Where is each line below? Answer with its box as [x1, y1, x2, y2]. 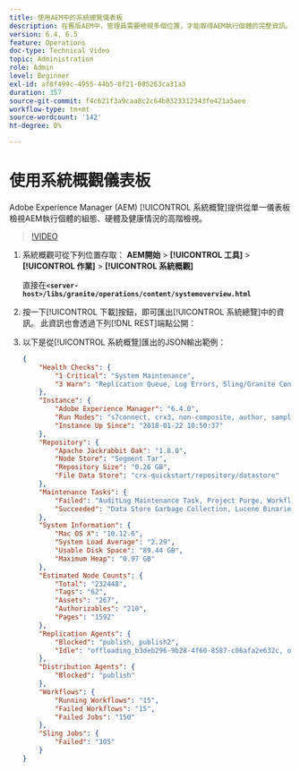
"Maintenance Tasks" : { [39, 487, 127, 497]
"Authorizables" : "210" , [55, 604, 148, 613]
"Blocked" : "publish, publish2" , [55, 638, 180, 647]
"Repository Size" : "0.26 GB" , [55, 463, 172, 472]
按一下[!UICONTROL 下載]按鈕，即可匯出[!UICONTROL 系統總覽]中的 [21, 306, 277, 317]
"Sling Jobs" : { [39, 729, 99, 739]
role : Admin [9, 64, 54, 73]
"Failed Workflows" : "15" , [55, 704, 156, 713]
